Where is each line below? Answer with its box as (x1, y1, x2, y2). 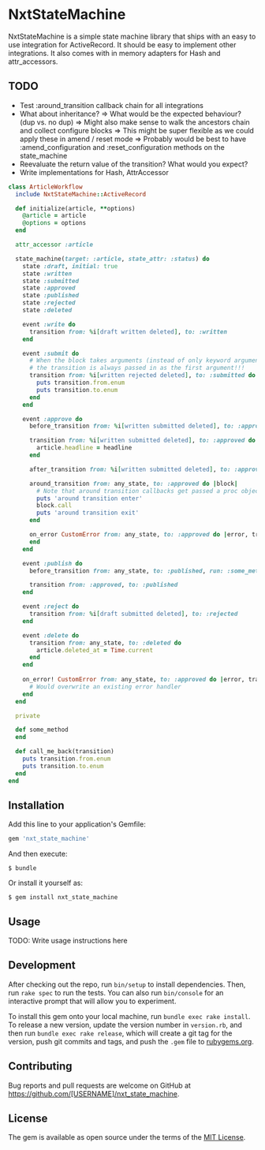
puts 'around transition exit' (36, 509, 140, 517)
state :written (22, 270, 73, 278)
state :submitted (22, 277, 80, 285)
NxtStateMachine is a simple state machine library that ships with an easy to (8, 32, 256, 41)
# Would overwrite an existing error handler (28, 682, 181, 691)
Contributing (8, 1059, 73, 1073)
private (15, 711, 41, 719)
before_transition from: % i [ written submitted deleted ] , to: (28, 422, 235, 431)
